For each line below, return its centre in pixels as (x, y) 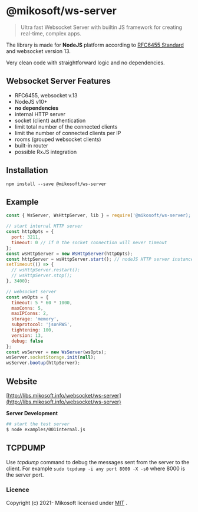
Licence (18, 490)
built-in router (31, 145)
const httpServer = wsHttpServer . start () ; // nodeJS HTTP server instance (100, 259)
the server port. (25, 475)
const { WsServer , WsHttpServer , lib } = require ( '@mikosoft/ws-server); (99, 216)
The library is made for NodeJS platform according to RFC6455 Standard (95, 45)
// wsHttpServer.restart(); (46, 270)
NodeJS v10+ (31, 101)
